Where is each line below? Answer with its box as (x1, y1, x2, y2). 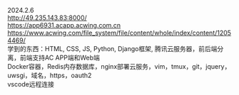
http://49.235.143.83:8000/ (7, 13, 87, 22)
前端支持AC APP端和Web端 (19, 53, 100, 62)
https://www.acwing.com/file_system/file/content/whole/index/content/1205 (7, 28, 232, 37)
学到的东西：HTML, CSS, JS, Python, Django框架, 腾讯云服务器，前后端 (7, 45, 218, 52)
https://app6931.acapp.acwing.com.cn (7, 21, 121, 29)
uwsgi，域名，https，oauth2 (7, 71, 92, 79)
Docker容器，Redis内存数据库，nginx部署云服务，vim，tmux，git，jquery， (7, 62, 231, 70)
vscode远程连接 (7, 80, 55, 88)
